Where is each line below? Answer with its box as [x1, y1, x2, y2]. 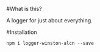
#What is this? [6, 5, 42, 12]
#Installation [6, 28, 38, 36]
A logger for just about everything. [6, 17, 93, 24]
